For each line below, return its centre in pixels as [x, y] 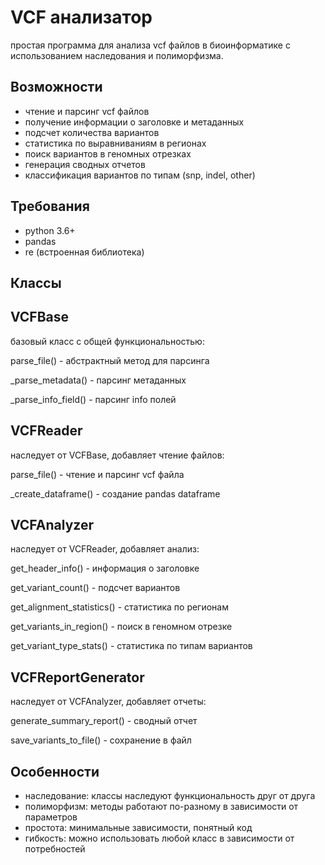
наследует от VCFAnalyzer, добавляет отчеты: [108, 702]
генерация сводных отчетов [85, 164]
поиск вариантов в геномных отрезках [108, 153]
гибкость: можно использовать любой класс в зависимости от [159, 838]
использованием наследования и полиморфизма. [117, 55]
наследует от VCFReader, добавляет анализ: [105, 549]
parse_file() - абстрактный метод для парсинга [110, 360]
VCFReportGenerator [77, 677]
